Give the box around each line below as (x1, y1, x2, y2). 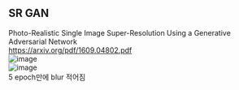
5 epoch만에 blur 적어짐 (8, 72, 86, 82)
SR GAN (8, 6, 50, 20)
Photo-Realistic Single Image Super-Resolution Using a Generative (8, 28, 232, 37)
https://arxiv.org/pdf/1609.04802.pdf (8, 45, 133, 55)
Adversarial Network (8, 36, 77, 46)
